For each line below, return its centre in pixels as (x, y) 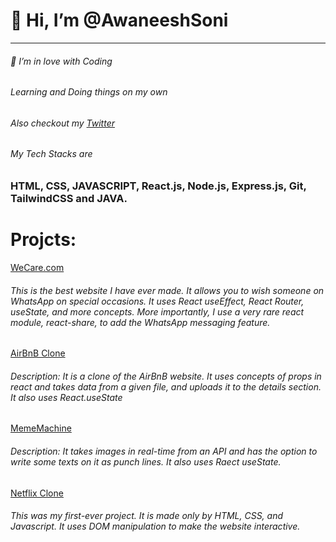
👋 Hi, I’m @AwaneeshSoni (119, 20)
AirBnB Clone (38, 353)
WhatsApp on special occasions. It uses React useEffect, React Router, (157, 301)
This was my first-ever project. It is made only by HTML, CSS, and (147, 516)
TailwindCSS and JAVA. (69, 198)
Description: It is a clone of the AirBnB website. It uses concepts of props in (166, 376)
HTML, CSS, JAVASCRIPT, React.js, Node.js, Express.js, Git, (158, 186)
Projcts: (43, 240)
